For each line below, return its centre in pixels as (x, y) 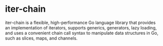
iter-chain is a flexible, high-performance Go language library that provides (81, 23)
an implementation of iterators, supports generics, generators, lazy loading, (81, 27)
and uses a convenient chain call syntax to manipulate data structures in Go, (82, 33)
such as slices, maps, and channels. (41, 38)
